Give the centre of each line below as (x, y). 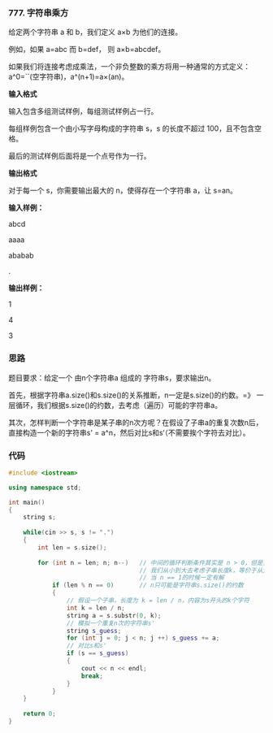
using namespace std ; (45, 488)
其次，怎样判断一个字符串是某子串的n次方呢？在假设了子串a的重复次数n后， (136, 422)
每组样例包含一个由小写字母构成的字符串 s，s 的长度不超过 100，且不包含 (131, 128)
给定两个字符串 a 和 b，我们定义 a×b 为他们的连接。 (95, 32)
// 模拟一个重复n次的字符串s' (111, 623)
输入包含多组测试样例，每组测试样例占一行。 (83, 111)
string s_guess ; (94, 631)
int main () (27, 502)
